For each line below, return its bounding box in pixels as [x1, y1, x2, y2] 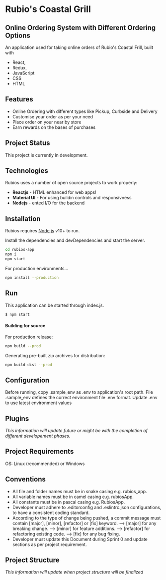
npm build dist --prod [5, 362, 52, 367]
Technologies [5, 166, 49, 175]
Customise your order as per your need [12, 113, 93, 119]
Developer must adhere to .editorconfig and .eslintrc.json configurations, [12, 504, 162, 510]
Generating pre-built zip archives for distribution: [5, 352, 105, 358]
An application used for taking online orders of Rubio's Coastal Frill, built [5, 44, 154, 50]
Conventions [5, 475, 46, 484]
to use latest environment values [5, 400, 72, 406]
